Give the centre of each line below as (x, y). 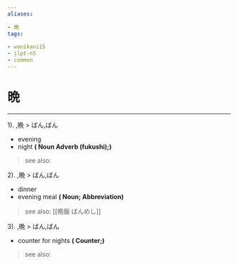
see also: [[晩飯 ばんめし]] (63, 211)
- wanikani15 (27, 47)
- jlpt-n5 (22, 54)
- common (20, 60)
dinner (27, 189)
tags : (15, 34)
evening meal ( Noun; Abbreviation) (70, 196)
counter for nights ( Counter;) (61, 240)
